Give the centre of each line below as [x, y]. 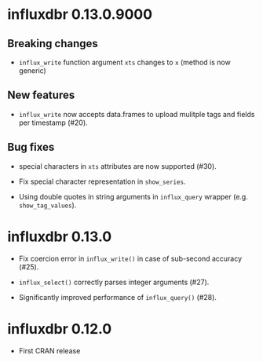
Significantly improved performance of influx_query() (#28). [118, 297]
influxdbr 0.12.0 [60, 329]
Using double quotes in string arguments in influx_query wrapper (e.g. [133, 196]
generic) [32, 71]
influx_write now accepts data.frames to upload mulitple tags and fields [137, 114]
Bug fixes [31, 147]
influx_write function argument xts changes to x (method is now [124, 62]
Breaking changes [53, 44]
